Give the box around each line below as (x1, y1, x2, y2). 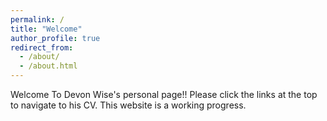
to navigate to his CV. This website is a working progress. (10, 99, 247, 111)
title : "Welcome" (10, 24, 83, 34)
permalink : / (10, 14, 65, 25)
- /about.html (19, 61, 78, 71)
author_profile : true (10, 33, 101, 43)
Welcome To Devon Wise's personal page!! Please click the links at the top (10, 89, 318, 100)
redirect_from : (10, 42, 74, 53)
